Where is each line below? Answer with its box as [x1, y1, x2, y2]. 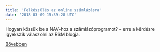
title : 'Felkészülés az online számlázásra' [5, 7, 102, 13]
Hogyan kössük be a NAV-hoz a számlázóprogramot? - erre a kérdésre [5, 26, 155, 32]
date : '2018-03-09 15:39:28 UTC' [5, 12, 77, 17]
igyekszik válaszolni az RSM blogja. [5, 31, 81, 37]
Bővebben [5, 41, 27, 47]
